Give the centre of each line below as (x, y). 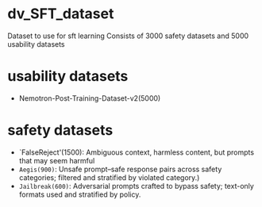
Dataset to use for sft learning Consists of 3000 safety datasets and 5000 (128, 36)
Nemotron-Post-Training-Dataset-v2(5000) (90, 98)
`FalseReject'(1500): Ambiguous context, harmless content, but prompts (137, 152)
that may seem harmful (57, 160)
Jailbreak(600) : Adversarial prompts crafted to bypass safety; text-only (137, 186)
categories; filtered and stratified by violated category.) (109, 177)
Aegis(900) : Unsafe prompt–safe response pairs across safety (120, 169)
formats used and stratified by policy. (80, 194)
